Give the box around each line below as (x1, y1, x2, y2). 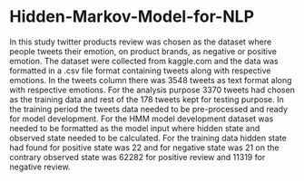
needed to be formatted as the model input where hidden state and (9, 122, 260, 133)
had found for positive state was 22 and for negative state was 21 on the (9, 142, 279, 153)
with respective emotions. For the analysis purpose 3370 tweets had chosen (9, 84, 295, 95)
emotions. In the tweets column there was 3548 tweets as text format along (9, 74, 292, 85)
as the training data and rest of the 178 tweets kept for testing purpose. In (9, 93, 284, 105)
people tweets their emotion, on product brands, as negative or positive (9, 45, 278, 56)
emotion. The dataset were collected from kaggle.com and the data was (9, 55, 279, 66)
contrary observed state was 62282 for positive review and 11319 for (9, 151, 266, 162)
